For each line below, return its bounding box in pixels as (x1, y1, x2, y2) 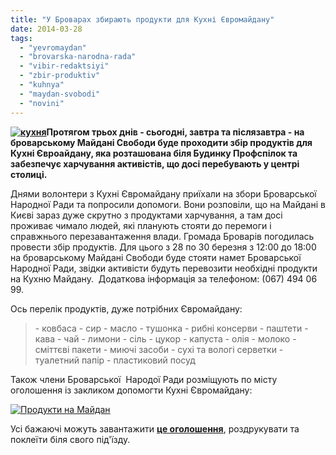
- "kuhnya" (19, 80, 65, 90)
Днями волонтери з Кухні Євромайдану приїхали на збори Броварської (10, 187, 317, 200)
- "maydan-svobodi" (19, 89, 101, 99)
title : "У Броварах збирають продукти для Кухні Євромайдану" (10, 14, 275, 25)
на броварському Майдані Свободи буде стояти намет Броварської (10, 251, 302, 263)
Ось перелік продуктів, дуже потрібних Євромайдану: (10, 302, 243, 315)
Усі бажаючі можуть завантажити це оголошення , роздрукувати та (10, 422, 300, 435)
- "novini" (19, 98, 65, 108)
